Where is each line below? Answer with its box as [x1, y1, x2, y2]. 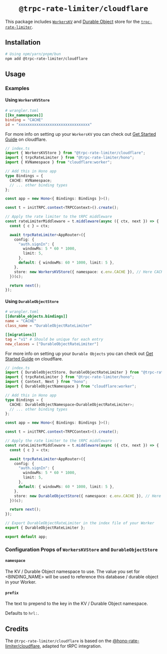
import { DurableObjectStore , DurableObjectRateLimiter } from [5, 370, 139, 375]
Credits [5, 625, 29, 633]
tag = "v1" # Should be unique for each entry [5, 337, 103, 342]
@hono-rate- [112, 638, 140, 644]
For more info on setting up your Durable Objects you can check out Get [5, 350, 153, 357]
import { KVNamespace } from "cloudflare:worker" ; [5, 160, 112, 165]
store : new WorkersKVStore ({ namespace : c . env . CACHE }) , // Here [14, 269, 153, 275]
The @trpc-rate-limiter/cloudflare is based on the [5, 638, 112, 644]
